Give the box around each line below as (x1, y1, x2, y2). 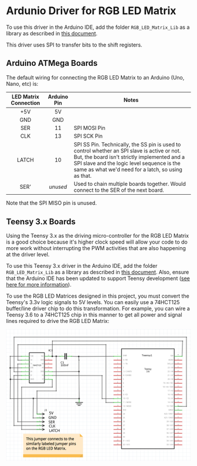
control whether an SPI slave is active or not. (73, 147, 181, 154)
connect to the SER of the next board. (73, 187, 164, 194)
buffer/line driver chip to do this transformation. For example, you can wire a (6, 305, 191, 312)
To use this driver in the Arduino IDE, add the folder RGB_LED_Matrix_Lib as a (6, 24, 190, 31)
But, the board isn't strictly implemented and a (73, 153, 185, 160)
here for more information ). (6, 281, 72, 288)
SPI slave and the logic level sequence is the (73, 159, 181, 167)
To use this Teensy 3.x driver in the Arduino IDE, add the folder (6, 262, 158, 269)
